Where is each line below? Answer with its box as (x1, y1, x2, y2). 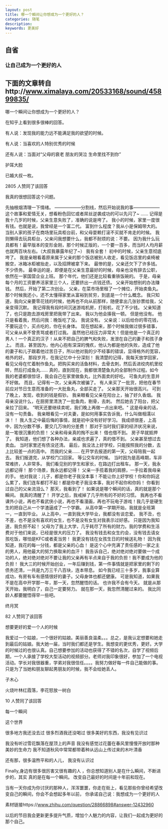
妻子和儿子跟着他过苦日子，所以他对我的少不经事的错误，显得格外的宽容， (9, 348, 163, 354)
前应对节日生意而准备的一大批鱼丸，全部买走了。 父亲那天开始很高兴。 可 (5, 386, 156, 392)
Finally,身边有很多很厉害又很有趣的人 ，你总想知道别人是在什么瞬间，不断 (5, 768, 156, 774)
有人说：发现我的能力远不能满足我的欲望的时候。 (5, 130, 106, 136)
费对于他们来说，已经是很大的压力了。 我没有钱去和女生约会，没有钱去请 (5, 530, 155, 536)
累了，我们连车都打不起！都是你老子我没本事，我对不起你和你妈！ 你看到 (9, 480, 160, 486)
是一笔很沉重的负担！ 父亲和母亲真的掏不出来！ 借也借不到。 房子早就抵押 (5, 430, 158, 436)
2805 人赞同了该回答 (5, 183, 48, 189)
